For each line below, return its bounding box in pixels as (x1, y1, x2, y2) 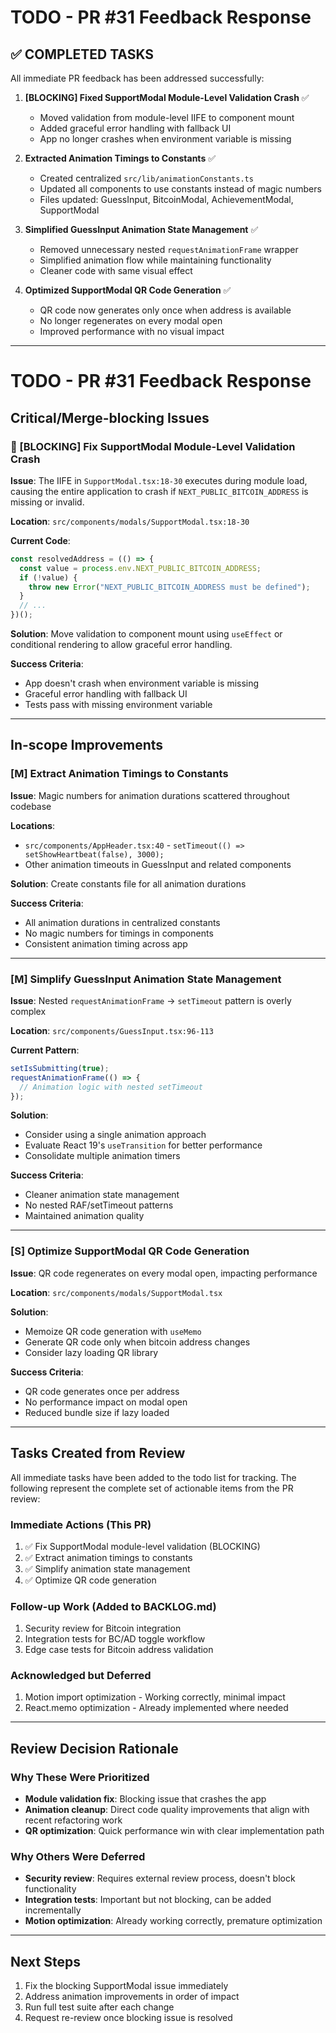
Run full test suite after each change (24, 2001, 175, 2013)
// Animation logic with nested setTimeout (19, 1082, 203, 1092)
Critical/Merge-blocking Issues (10, 409, 210, 426)
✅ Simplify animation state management (24, 1562, 191, 1575)
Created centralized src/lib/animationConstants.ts (39, 172, 254, 184)
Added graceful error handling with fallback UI (39, 122, 232, 134)
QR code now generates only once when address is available (39, 304, 292, 316)
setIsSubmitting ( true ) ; (10, 1063, 110, 1073)
